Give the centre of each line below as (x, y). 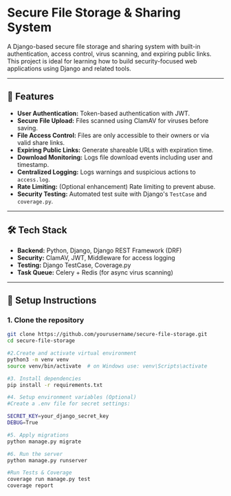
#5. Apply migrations (38, 435)
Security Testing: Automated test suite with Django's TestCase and (112, 194)
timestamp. (33, 164)
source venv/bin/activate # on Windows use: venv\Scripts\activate (107, 366)
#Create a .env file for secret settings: (69, 404)
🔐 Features (31, 97)
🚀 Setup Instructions (52, 300)
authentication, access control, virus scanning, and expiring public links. (109, 54)
